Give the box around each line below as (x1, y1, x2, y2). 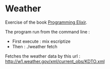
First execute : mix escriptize (12, 38, 71, 44)
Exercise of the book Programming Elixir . (5, 19, 87, 25)
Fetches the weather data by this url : (5, 53, 81, 59)
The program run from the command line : (5, 29, 90, 34)
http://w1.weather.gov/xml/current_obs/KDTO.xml (5, 58, 105, 64)
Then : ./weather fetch (12, 43, 57, 49)
